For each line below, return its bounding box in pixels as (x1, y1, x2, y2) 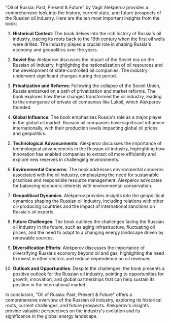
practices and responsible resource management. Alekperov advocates (12, 177, 162, 183)
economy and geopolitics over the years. (12, 47, 98, 52)
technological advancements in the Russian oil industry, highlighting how (12, 146, 165, 152)
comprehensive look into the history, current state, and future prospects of (5, 10, 161, 16)
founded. (12, 104, 32, 110)
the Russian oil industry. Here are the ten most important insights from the (5, 15, 160, 21)
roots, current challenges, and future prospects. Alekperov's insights (5, 303, 149, 308)
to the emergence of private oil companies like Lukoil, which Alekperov (12, 99, 161, 105)
